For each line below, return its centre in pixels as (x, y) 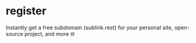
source (15, 33)
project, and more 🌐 (50, 33)
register (26, 11)
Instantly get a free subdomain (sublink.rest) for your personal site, (89, 27)
